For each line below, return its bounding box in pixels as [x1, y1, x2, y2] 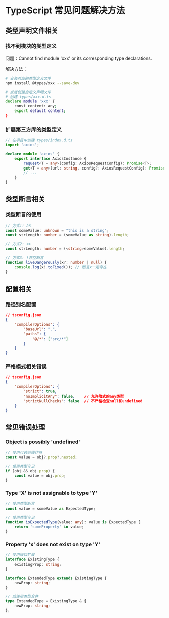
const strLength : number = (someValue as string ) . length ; [5, 233, 129, 238]
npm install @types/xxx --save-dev [5, 80, 80, 86]
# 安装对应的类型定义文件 [5, 76, 51, 81]
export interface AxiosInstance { [14, 156, 87, 161]
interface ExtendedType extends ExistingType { [5, 576, 107, 581]
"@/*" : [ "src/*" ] [32, 336, 69, 341]
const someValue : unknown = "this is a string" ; [5, 228, 109, 233]
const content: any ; [14, 104, 57, 109]
